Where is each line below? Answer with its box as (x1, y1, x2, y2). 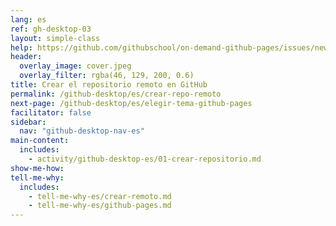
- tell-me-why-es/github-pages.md (28, 201, 172, 211)
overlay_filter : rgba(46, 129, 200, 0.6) (19, 71, 195, 81)
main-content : (10, 136, 70, 146)
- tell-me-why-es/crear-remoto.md (28, 191, 172, 201)
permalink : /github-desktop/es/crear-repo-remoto (10, 89, 222, 99)
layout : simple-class (10, 33, 101, 43)
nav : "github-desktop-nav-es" (19, 126, 145, 136)
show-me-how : (10, 163, 65, 173)
